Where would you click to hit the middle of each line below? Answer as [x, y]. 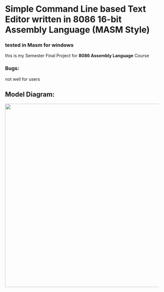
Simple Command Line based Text [76, 9]
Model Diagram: [30, 95]
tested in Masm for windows [40, 45]
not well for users [23, 79]
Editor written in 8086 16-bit [63, 19]
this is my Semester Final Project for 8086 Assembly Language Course [77, 56]
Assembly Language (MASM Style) [77, 30]
